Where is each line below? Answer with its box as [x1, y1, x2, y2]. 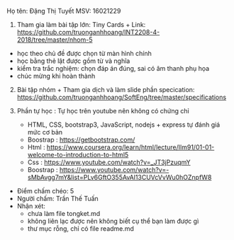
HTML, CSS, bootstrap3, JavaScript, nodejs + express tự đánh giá [27, 120, 221, 129]
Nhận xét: [16, 202, 45, 210]
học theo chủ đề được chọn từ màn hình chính [16, 50, 152, 57]
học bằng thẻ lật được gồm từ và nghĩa [16, 57, 130, 65]
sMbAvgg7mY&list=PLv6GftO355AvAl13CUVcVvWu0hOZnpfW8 [27, 173, 212, 181]
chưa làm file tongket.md [27, 210, 101, 217]
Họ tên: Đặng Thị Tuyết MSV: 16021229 [6, 7, 121, 15]
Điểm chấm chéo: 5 [16, 187, 74, 195]
